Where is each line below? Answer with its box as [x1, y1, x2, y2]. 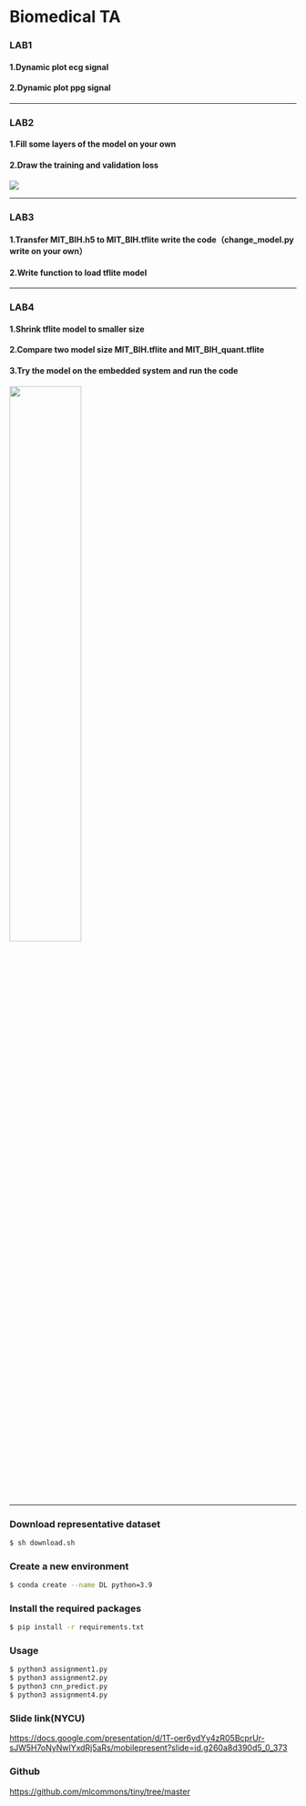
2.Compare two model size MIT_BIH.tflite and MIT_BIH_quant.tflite [9, 344, 265, 355]
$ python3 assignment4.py [9, 1690, 107, 1700]
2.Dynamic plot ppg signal [9, 82, 111, 93]
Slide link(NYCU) [9, 1711, 86, 1724]
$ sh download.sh [9, 1538, 76, 1547]
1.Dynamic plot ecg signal [9, 61, 109, 72]
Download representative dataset [9, 1517, 161, 1530]
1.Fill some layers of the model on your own [9, 139, 177, 149]
